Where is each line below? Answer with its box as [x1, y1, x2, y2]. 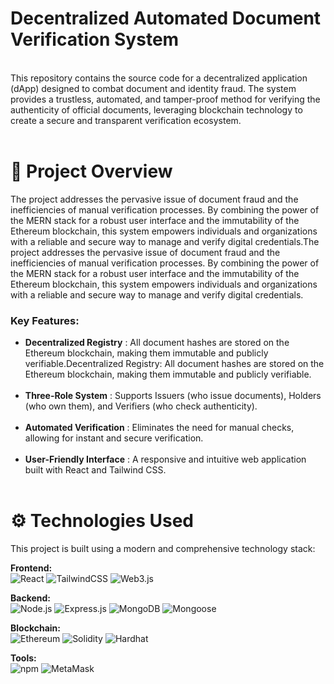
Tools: [10, 652, 37, 664]
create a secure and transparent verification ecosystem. [10, 114, 242, 126]
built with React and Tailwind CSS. [24, 464, 167, 476]
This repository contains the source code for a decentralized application [10, 72, 308, 84]
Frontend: [10, 562, 53, 574]
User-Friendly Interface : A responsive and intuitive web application [24, 453, 307, 466]
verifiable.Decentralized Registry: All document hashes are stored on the [24, 358, 325, 370]
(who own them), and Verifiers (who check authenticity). [24, 400, 258, 412]
